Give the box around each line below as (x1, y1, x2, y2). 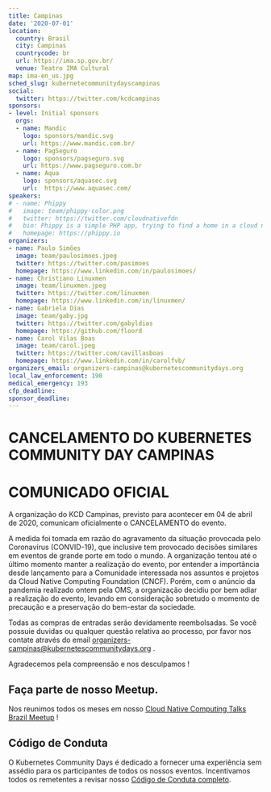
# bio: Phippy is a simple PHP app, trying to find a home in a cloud (8, 222, 258, 230)
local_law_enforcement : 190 (8, 372, 103, 380)
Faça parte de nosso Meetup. (8, 682, 159, 696)
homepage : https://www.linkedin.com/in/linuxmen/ (15, 297, 186, 305)
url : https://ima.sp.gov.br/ (15, 57, 114, 65)
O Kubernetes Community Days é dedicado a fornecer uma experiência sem (8, 757, 262, 767)
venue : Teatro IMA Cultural (15, 65, 110, 73)
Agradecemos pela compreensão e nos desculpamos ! (8, 659, 190, 669)
